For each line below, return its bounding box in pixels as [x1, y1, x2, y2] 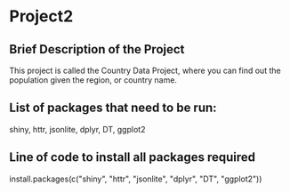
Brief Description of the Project [9, 42, 185, 57]
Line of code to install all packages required [9, 149, 256, 165]
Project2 [9, 6, 74, 27]
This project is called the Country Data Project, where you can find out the [9, 65, 282, 76]
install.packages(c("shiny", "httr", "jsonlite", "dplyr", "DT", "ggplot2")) [9, 173, 262, 184]
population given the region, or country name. [9, 75, 178, 85]
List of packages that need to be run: [9, 101, 217, 116]
